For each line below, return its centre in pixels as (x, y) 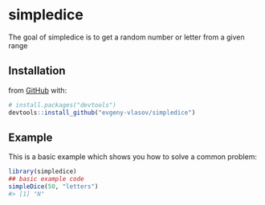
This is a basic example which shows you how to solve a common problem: (132, 157)
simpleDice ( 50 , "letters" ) (53, 187)
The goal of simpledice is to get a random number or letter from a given (126, 37)
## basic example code (46, 179)
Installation (37, 71)
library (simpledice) (43, 172)
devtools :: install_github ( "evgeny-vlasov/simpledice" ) (102, 113)
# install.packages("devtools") (62, 105)
